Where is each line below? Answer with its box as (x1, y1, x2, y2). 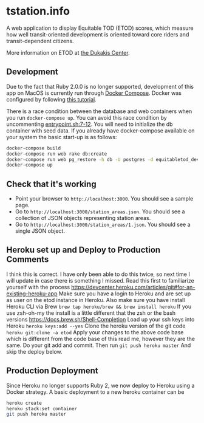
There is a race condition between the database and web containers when (6, 108, 192, 115)
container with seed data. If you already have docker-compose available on (6, 126, 195, 134)
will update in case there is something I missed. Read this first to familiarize (6, 277, 194, 284)
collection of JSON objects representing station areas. (15, 215, 151, 222)
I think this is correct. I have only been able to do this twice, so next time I (6, 270, 190, 278)
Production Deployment (6, 366, 98, 376)
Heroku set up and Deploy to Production (6, 245, 161, 255)
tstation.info (6, 4, 70, 18)
